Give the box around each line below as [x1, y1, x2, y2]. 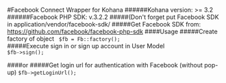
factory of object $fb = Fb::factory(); [7, 35, 121, 43]
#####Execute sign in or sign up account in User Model [7, 42, 165, 50]
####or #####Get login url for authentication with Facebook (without [7, 61, 203, 69]
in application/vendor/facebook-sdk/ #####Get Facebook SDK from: [7, 20, 201, 28]
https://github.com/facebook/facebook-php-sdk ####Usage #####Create [7, 27, 218, 35]
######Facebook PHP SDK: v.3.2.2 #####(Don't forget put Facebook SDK [7, 13, 219, 21]
